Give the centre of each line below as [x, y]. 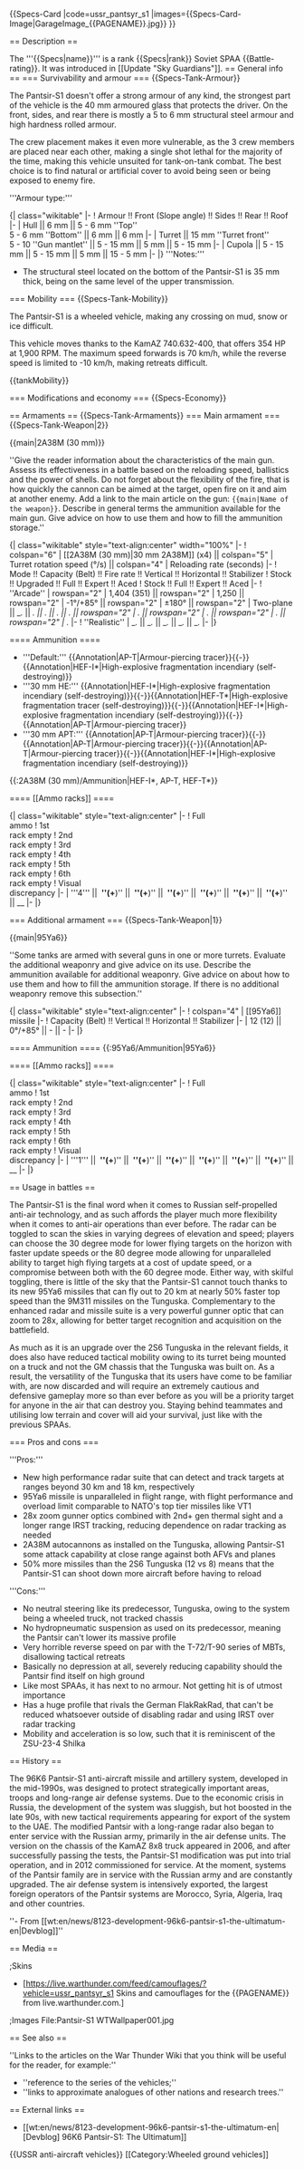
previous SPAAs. [40, 1424]
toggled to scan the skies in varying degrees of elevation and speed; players [152, 1234]
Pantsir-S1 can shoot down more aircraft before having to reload [142, 1573]
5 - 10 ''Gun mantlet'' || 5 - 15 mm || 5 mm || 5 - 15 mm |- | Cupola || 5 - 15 [147, 244]
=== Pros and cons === [54, 1442]
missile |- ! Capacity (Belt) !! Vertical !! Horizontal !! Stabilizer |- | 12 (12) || [146, 1021]
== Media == [34, 1948]
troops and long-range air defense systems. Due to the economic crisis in [147, 1798]
